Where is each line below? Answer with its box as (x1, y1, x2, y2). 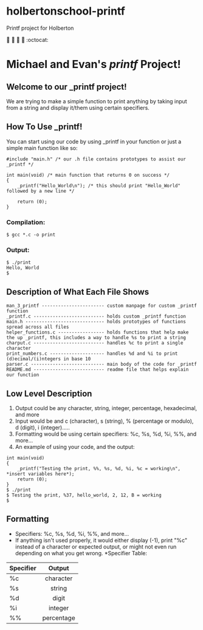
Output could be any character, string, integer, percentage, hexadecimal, (15, 404, 198, 411)
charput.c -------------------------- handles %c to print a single (6, 340, 184, 346)
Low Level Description (6, 388, 92, 399)
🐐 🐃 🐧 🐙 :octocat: (6, 36, 49, 43)
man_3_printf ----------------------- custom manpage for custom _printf (6, 303, 198, 309)
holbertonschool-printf (6, 4, 126, 18)
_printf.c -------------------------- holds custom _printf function (6, 313, 187, 320)
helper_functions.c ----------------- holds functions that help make (6, 329, 189, 335)
